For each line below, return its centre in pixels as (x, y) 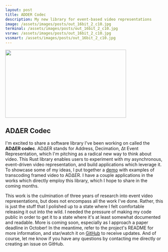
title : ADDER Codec (26, 15)
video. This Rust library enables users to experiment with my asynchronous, (84, 159)
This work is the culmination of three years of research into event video (79, 196)
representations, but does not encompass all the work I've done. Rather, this (84, 201)
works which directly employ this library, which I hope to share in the (76, 180)
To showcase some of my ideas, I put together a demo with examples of (80, 170)
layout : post (19, 10)
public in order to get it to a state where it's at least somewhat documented (83, 217)
